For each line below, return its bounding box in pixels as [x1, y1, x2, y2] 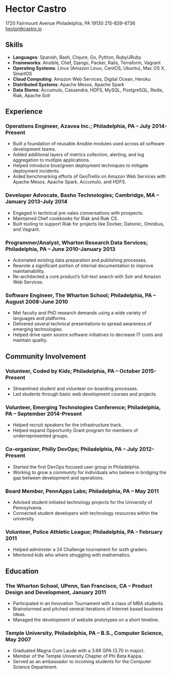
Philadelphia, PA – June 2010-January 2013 [5, 245, 116, 252]
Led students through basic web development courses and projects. [12, 391, 158, 397]
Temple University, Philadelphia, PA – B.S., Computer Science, [5, 629, 163, 636]
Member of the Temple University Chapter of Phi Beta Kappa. [12, 653, 143, 659]
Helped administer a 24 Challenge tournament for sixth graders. [12, 547, 148, 553]
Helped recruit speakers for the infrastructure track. [12, 422, 123, 428]
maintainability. [12, 268, 45, 274]
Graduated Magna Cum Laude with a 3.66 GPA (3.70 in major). [12, 648, 145, 654]
